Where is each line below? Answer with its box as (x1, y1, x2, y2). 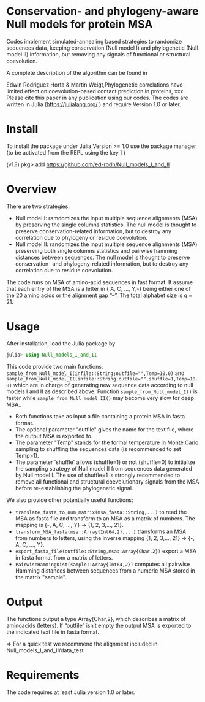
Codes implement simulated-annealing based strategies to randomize (6, 37, 182, 45)
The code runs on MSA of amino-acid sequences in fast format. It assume (6, 278, 193, 286)
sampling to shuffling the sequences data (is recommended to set (15, 445, 182, 452)
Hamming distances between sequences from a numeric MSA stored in (15, 566, 196, 574)
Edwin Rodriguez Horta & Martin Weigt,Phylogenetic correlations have (6, 81, 183, 88)
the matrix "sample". (15, 573, 67, 580)
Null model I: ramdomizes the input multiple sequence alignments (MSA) (15, 214, 198, 222)
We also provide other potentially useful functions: (6, 496, 133, 504)
